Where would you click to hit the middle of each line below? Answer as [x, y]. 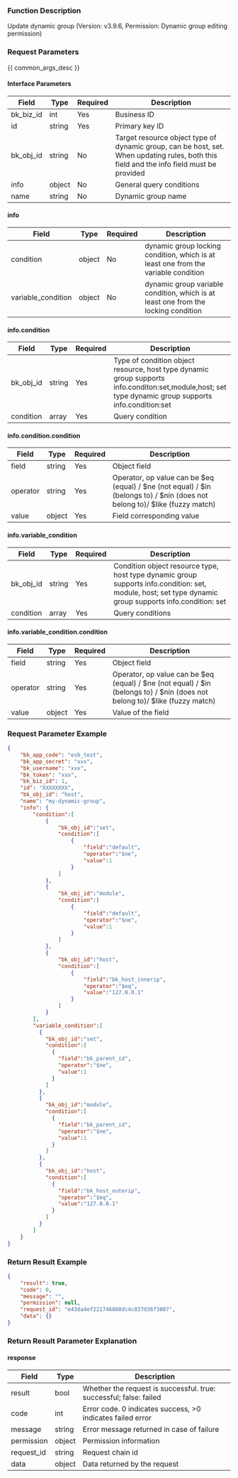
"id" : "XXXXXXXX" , [47, 788]
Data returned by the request [131, 1464]
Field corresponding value [156, 516]
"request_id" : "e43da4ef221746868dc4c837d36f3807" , [98, 1310]
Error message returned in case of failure [151, 1430]
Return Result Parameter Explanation [72, 1341]
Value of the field [141, 712]
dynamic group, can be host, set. [170, 146]
